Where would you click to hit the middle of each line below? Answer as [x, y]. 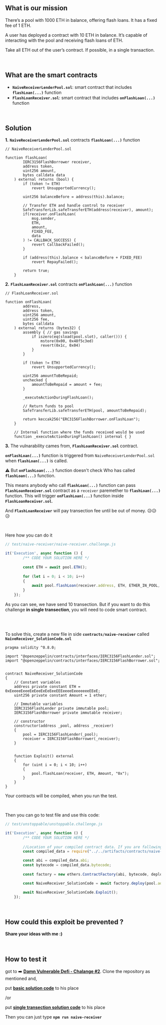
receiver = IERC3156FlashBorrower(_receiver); [72, 739]
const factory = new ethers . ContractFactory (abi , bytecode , [86, 874]
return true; [36, 271]
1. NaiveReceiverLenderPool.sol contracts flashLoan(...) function [73, 140]
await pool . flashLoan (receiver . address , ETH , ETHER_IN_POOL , [96, 586]
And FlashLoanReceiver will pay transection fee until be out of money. [76, 511]
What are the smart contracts [51, 75]
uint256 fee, [36, 320]
